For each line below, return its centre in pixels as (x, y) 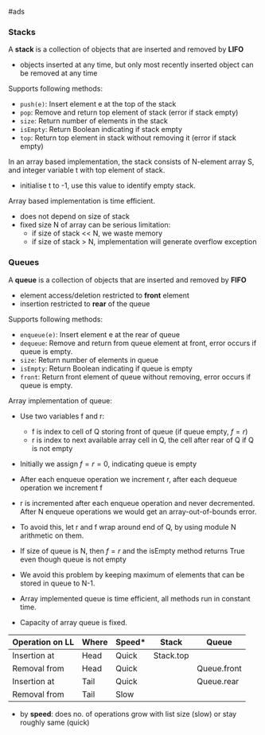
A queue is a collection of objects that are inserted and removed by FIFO (127, 280)
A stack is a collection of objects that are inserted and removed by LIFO (126, 49)
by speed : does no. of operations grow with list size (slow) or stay (128, 714)
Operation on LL (43, 642)
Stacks (22, 32)
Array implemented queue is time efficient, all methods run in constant (135, 598)
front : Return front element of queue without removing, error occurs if (135, 376)
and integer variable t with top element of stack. (87, 170)
